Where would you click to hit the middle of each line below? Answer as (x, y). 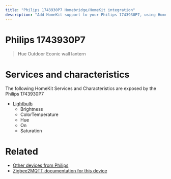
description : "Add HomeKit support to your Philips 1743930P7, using (81, 15)
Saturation (31, 131)
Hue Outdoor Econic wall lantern (52, 54)
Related (22, 151)
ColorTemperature (39, 114)
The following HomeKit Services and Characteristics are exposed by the (81, 88)
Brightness (32, 109)
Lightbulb (23, 104)
